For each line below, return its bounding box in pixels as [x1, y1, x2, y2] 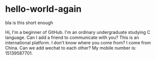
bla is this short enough [5, 20, 54, 26]
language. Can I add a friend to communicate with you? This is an [5, 34, 139, 40]
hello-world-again [5, 3, 82, 15]
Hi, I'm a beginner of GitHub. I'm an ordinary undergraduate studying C [5, 29, 151, 35]
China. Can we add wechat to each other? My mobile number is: [5, 45, 137, 51]
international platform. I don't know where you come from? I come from [5, 39, 152, 45]
